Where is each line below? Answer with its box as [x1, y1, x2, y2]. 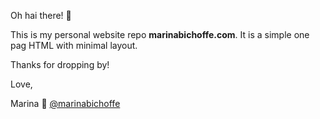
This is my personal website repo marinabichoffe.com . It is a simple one [10, 29, 310, 40]
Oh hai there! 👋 [10, 10, 72, 21]
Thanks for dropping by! [10, 59, 110, 70]
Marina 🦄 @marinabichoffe [10, 98, 121, 109]
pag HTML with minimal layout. [10, 40, 138, 51]
